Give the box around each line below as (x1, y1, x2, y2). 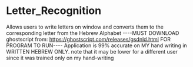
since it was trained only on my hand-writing (6, 54, 114, 61)
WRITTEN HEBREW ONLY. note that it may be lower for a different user (6, 48, 178, 55)
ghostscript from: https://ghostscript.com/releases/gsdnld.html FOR (6, 36, 171, 43)
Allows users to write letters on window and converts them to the (6, 23, 164, 30)
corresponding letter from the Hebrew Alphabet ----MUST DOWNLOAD (6, 29, 179, 36)
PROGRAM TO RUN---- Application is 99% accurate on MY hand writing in (6, 42, 187, 49)
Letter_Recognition (6, 4, 102, 17)
